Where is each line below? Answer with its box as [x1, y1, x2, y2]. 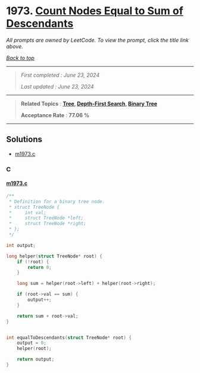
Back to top [6, 54, 35, 61]
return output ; [17, 356, 55, 362]
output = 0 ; [17, 340, 46, 346]
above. [6, 43, 23, 50]
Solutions [6, 134, 43, 145]
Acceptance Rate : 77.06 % [20, 111, 90, 118]
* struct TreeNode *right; [8, 221, 86, 227]
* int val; [8, 209, 46, 215]
